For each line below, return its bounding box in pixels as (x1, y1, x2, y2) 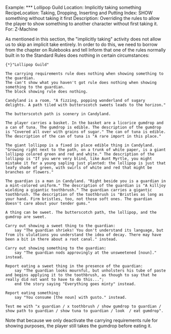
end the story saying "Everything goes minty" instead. (14, 281, 137, 286)
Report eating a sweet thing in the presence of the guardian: (5, 263, 143, 269)
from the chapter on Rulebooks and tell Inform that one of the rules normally (5, 47, 166, 53)
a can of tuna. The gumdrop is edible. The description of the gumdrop (5, 125, 161, 130)
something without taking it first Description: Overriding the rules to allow (5, 15, 160, 21)
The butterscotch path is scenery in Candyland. (5, 112, 111, 117)
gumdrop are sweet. (5, 214, 47, 219)
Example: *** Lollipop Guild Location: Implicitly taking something (5, 5, 142, 10)
